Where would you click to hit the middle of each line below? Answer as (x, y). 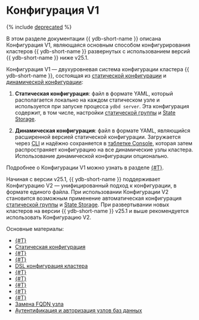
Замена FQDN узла (39, 304)
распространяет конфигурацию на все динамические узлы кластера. (104, 150)
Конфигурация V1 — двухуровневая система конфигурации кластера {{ (98, 69)
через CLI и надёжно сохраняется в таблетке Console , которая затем (104, 143)
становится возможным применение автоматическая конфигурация (94, 198)
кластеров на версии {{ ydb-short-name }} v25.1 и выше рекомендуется (98, 211)
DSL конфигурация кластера (51, 266)
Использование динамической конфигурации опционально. (92, 156)
